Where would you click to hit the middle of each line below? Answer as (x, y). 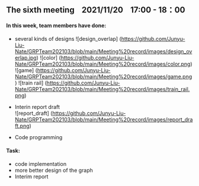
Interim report (31, 177)
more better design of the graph (54, 170)
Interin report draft (37, 107)
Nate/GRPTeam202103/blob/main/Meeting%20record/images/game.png (103, 76)
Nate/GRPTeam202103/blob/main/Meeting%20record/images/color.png (102, 64)
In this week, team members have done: (56, 25)
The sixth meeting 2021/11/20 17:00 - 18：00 (96, 10)
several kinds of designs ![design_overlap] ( (68, 39)
